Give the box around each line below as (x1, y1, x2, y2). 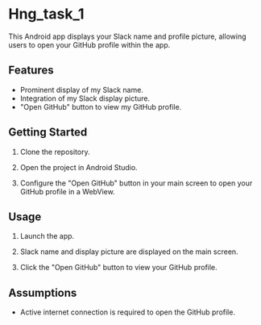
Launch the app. (19, 231, 75, 241)
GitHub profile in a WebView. (19, 186, 115, 196)
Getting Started (8, 126, 88, 140)
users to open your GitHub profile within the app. (8, 40, 171, 49)
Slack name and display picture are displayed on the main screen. (19, 247, 239, 256)
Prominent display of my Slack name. (19, 85, 143, 94)
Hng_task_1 (8, 5, 85, 23)
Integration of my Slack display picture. (19, 94, 151, 103)
